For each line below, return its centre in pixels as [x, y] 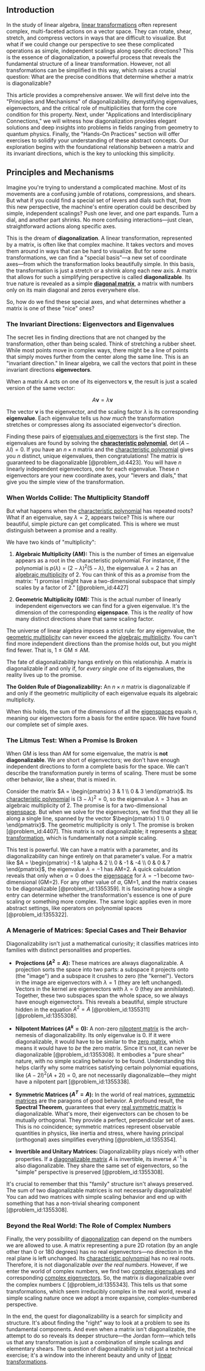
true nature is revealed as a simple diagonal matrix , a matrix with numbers [100, 283]
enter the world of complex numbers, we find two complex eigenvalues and [101, 1272]
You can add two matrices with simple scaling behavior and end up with [97, 1197]
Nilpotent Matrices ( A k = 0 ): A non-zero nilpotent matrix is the [94, 1028]
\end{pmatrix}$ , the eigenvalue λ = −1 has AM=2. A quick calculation [94, 869]
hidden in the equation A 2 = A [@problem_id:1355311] [82, 1008]
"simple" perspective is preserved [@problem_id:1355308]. [90, 1172]
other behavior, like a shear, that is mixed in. [62, 780]
